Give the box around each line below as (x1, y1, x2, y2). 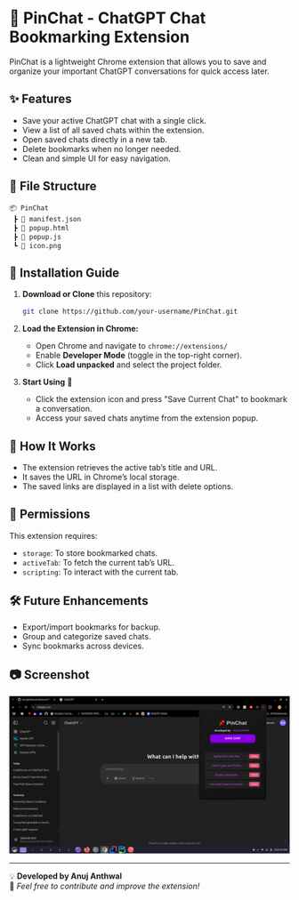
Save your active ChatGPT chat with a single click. (21, 115, 207, 125)
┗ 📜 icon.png (12, 241, 62, 250)
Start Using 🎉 (21, 377, 73, 388)
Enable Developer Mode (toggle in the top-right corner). (35, 350, 243, 361)
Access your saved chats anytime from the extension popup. (35, 413, 259, 423)
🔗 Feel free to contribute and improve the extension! (9, 880, 200, 891)
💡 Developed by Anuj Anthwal (9, 871, 123, 881)
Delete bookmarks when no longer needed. (21, 143, 182, 154)
